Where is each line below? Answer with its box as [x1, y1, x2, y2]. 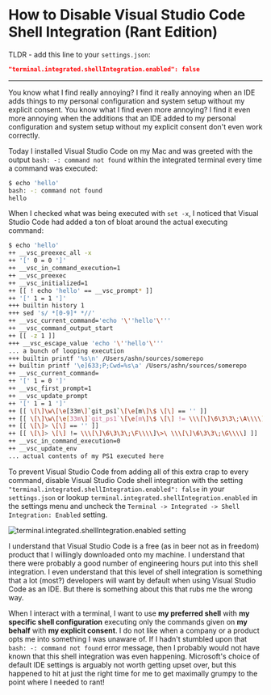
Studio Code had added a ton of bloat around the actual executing [8, 217, 228, 227]
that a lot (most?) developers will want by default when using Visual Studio [8, 575, 256, 585]
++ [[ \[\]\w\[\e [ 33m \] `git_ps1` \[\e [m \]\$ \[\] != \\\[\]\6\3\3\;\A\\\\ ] [8, 414, 265, 422]
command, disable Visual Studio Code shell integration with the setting [8, 475, 244, 485]
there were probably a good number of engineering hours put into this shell [8, 558, 259, 568]
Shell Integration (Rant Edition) [8, 23, 218, 41]
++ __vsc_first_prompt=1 [8, 384, 92, 393]
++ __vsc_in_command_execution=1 [8, 265, 121, 273]
